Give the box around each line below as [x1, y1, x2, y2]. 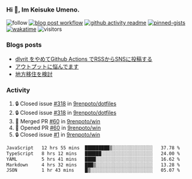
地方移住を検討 [15, 70, 53, 77]
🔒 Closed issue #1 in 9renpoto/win [15, 131, 101, 138]
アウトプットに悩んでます [15, 63, 79, 70]
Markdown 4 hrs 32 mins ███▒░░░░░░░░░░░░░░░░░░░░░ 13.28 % [6, 161, 180, 168]
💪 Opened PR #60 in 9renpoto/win [15, 124, 101, 131]
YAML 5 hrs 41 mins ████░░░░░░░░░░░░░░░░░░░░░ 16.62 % [6, 156, 180, 162]
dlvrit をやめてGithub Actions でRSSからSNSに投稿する [15, 55, 153, 62]
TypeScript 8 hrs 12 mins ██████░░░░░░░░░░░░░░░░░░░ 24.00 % [6, 151, 180, 157]
